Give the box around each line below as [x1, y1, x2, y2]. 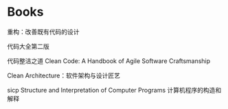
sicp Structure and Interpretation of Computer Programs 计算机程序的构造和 [7, 86, 222, 94]
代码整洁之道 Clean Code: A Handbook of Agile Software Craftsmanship [7, 56, 211, 65]
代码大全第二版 [7, 42, 49, 50]
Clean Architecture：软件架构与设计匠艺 [7, 71, 121, 80]
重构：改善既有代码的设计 [7, 27, 80, 36]
